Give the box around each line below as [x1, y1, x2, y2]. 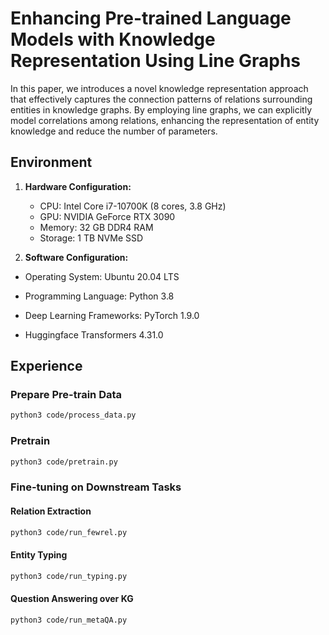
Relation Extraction [10, 505, 92, 517]
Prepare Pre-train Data [10, 388, 123, 402]
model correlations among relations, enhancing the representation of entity [10, 114, 320, 126]
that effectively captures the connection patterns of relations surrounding [10, 93, 313, 105]
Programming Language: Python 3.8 [24, 290, 175, 302]
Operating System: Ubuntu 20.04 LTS [24, 270, 180, 282]
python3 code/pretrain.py [10, 457, 118, 467]
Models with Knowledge [10, 28, 216, 51]
